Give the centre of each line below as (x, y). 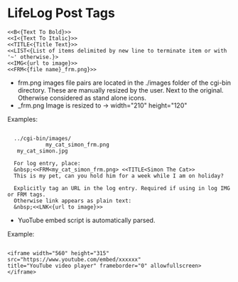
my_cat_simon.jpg (43, 151)
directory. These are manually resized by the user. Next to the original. (120, 90)
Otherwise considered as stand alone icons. (82, 98)
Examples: (22, 119)
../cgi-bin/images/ (43, 138)
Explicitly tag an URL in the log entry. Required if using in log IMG (122, 188)
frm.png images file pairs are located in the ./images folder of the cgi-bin (124, 83)
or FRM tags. (27, 194)
